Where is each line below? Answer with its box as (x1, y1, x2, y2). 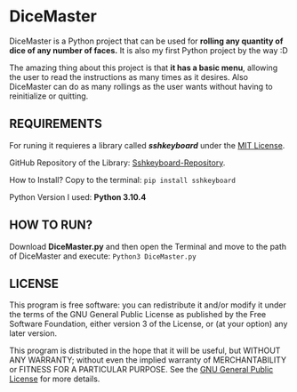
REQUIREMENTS (9, 116, 102, 132)
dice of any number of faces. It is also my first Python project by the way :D (9, 44, 289, 55)
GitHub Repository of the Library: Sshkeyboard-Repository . (9, 157, 226, 168)
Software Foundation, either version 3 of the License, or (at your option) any (9, 318, 288, 330)
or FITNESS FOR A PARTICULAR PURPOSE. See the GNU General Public (9, 364, 274, 375)
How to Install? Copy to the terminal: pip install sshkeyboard (9, 174, 236, 185)
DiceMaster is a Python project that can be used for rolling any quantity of (9, 36, 284, 46)
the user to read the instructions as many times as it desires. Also (9, 71, 249, 82)
